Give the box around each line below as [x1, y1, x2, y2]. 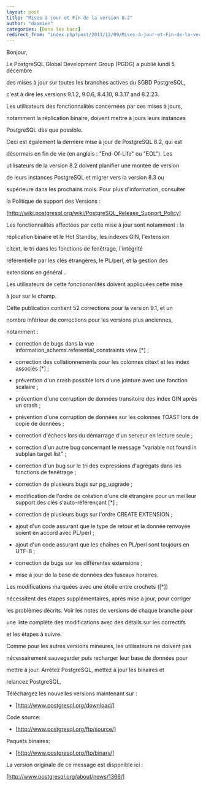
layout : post [6, 9, 40, 15]
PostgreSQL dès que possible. [6, 126, 83, 134]
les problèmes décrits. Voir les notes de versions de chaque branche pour [6, 607, 193, 614]
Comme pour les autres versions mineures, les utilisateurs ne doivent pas [6, 643, 192, 650]
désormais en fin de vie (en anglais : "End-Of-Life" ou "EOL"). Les [6, 150, 173, 157]
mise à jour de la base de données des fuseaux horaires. [15, 571, 159, 579]
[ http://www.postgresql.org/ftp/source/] [15, 725, 116, 733]
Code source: [6, 714, 41, 721]
